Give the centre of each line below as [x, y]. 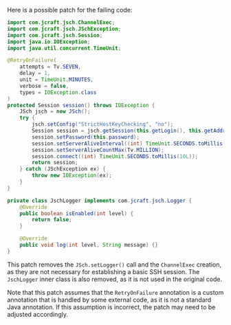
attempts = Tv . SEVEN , [50, 67]
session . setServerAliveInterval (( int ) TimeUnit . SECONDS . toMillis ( [129, 144]
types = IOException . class [58, 92]
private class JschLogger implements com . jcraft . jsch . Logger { [100, 201]
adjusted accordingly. [38, 314]
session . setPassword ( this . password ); [86, 137]
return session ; [55, 163]
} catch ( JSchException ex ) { [63, 169]
